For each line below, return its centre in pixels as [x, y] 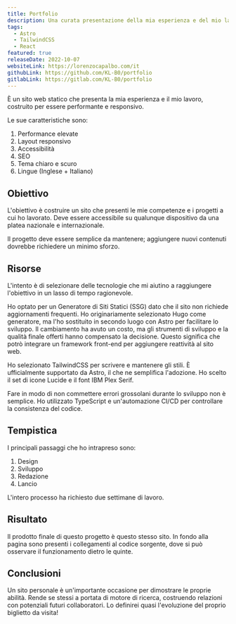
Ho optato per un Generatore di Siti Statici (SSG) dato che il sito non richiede [118, 306]
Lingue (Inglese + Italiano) [55, 171]
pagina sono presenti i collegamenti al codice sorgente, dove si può [105, 544]
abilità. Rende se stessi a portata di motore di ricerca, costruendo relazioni [115, 598]
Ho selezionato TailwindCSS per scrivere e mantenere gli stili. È [99, 365]
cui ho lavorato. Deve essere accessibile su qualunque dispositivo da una [113, 218]
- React [25, 46]
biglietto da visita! [33, 613]
